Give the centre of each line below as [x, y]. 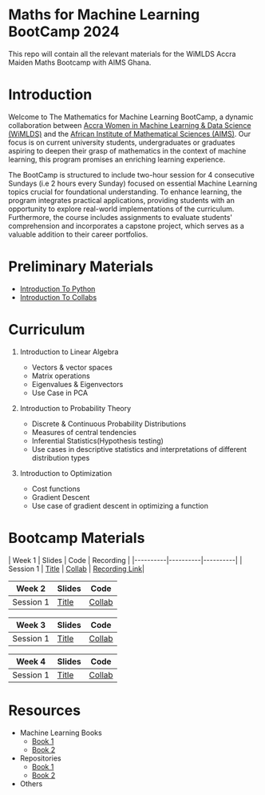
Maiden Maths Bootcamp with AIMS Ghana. [80, 62]
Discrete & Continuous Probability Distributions [109, 423]
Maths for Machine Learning [104, 15]
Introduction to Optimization [66, 473]
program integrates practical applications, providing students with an [122, 200]
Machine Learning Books [61, 733]
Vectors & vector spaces [72, 367]
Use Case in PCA [60, 393]
